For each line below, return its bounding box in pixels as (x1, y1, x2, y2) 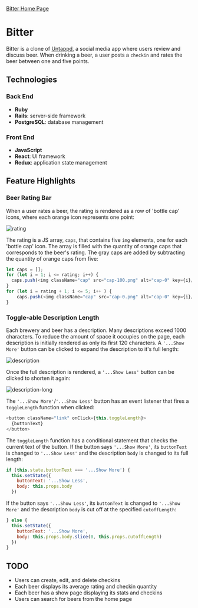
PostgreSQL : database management (14, 118, 104, 126)
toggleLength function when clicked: (6, 404, 95, 411)
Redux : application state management (14, 159, 107, 166)
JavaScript (14, 146, 42, 153)
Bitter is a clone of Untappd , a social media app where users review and (6, 45, 181, 52)
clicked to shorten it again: (6, 374, 71, 382)
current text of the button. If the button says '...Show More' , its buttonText (6, 443, 187, 450)
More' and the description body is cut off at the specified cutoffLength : (6, 506, 177, 513)
